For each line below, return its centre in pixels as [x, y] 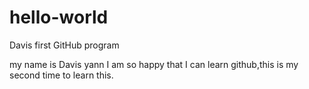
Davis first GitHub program [64, 45]
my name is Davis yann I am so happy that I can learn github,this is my [154, 64]
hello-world [59, 17]
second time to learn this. [61, 75]
